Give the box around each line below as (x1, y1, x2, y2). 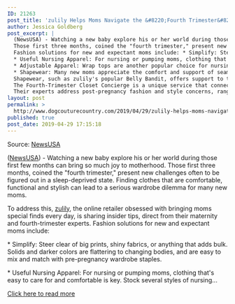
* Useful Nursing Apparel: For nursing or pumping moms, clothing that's (7, 268, 215, 277)
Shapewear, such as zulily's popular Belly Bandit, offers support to (13, 75, 224, 82)
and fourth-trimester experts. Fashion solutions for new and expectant (7, 219, 210, 227)
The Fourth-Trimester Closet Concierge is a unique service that (13, 82, 208, 89)
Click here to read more (7, 289, 76, 298)
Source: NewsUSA (7, 140, 61, 148)
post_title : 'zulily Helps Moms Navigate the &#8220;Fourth (7, 17, 187, 24)
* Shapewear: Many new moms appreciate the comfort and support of (13, 68, 215, 75)
